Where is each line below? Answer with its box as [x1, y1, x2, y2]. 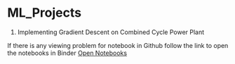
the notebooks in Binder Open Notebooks [7, 49, 128, 57]
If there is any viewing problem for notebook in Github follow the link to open [7, 41, 229, 49]
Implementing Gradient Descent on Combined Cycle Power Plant [17, 28, 205, 36]
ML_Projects [7, 5, 82, 21]
